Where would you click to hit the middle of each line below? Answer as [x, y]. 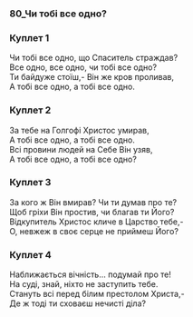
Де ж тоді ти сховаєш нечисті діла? [78, 303]
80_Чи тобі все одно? [58, 14]
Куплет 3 [30, 183]
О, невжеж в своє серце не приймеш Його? [94, 231]
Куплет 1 [29, 37]
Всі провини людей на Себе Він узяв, [81, 149]
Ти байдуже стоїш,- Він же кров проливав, [92, 77]
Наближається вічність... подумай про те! [91, 274]
